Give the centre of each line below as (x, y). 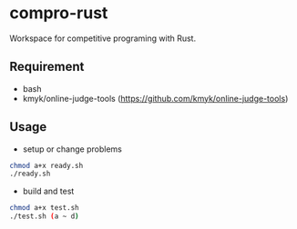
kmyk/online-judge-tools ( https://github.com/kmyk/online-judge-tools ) (155, 98)
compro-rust (59, 13)
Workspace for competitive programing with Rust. (103, 38)
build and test (48, 191)
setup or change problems (72, 149)
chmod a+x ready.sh (46, 165)
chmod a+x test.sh (44, 208)
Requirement (47, 67)
